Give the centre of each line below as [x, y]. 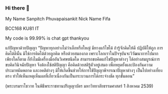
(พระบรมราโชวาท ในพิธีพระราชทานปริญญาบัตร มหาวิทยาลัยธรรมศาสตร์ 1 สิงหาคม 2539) [79, 86]
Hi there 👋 [18, 8]
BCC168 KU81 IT [22, 28]
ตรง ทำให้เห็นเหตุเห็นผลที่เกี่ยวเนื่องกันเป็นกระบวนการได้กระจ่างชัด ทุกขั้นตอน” [70, 76]
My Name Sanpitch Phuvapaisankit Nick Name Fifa [58, 19]
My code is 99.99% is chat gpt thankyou [47, 38]
